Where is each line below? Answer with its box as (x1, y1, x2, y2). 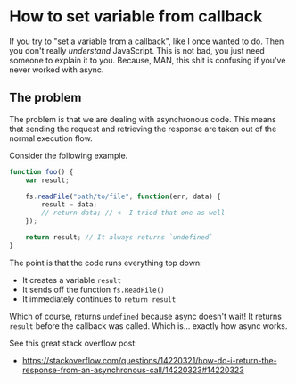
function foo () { (9, 167, 74, 176)
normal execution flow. (9, 132, 93, 144)
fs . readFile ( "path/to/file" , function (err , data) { (25, 192, 221, 201)
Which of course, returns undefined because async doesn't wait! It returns (9, 311, 283, 321)
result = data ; (41, 200, 98, 209)
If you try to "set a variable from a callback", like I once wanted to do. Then (9, 36, 284, 46)
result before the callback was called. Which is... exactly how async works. (9, 320, 288, 331)
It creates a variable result (21, 274, 122, 285)
